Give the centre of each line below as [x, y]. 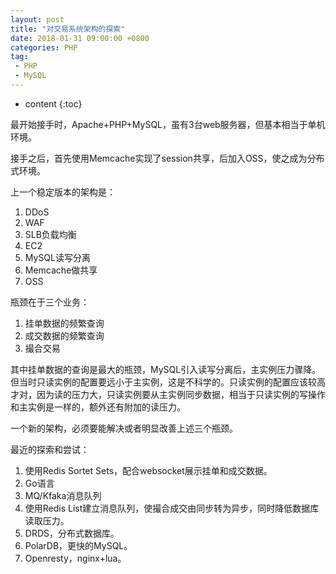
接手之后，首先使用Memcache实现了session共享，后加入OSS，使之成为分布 [167, 158]
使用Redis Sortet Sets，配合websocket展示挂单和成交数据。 [148, 470]
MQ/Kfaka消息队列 [63, 495]
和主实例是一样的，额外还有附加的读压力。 [98, 407]
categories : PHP [44, 47]
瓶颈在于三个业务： [50, 302]
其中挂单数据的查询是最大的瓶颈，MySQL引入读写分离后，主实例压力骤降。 [166, 369]
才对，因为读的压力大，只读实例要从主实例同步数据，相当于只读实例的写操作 [168, 394]
